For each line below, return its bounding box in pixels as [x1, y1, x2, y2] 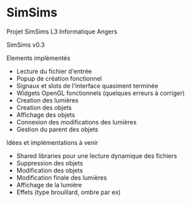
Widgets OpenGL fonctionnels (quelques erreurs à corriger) [16, 89, 186, 97]
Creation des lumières [16, 96, 79, 104]
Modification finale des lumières [16, 173, 107, 182]
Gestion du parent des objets [16, 125, 99, 133]
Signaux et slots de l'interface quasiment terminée [16, 81, 159, 90]
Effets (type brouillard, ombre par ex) [16, 188, 121, 196]
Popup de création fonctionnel [16, 74, 102, 83]
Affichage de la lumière [16, 180, 83, 189]
